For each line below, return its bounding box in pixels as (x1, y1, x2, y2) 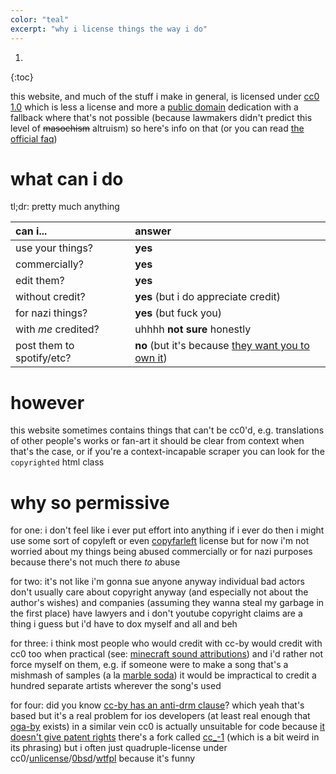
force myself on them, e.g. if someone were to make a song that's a (10, 659, 289, 671)
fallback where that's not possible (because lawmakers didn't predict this (10, 111, 313, 123)
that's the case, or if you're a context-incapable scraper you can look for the (10, 446, 325, 458)
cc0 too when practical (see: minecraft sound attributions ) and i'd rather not (10, 648, 324, 660)
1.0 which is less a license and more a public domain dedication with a (10, 101, 299, 113)
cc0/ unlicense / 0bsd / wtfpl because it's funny (10, 752, 196, 765)
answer (134, 224, 172, 238)
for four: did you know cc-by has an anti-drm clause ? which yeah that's (10, 699, 305, 711)
